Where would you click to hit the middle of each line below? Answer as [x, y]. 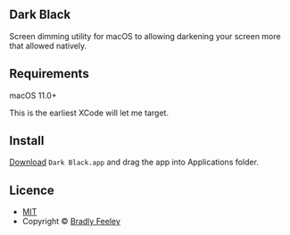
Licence [32, 190]
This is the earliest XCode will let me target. [89, 113]
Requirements [49, 74]
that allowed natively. [48, 46]
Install [27, 141]
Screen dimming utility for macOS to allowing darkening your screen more [145, 36]
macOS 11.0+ [33, 95]
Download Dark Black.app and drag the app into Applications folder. [134, 162]
